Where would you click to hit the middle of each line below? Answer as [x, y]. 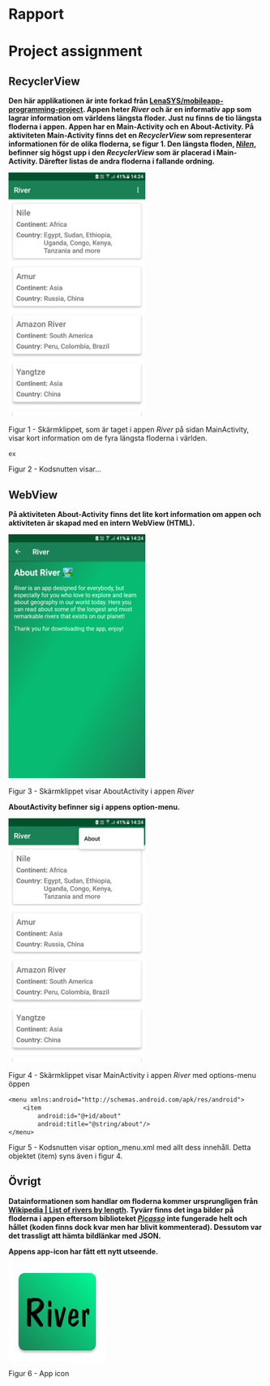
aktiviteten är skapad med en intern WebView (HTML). [102, 523]
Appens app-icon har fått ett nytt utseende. [84, 1251]
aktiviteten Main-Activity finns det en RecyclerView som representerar [130, 136]
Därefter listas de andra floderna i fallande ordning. [127, 161]
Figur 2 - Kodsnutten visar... [55, 469]
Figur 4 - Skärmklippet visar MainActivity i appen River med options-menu [133, 1075]
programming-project [46, 110]
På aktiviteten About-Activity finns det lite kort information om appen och [135, 514]
